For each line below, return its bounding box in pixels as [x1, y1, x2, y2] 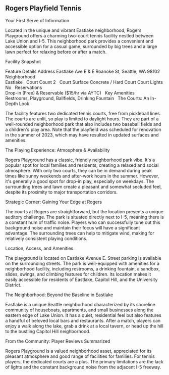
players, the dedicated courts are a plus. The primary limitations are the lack [5, 358, 164, 364]
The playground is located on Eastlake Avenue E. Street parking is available [5, 255, 161, 261]
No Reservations [5, 84, 42, 90]
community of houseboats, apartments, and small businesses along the [5, 307, 154, 313]
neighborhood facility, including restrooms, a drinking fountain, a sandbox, [5, 265, 160, 272]
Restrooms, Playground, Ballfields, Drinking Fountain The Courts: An [5, 95, 150, 101]
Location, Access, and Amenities [5, 245, 74, 251]
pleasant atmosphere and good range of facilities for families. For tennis [5, 353, 155, 359]
